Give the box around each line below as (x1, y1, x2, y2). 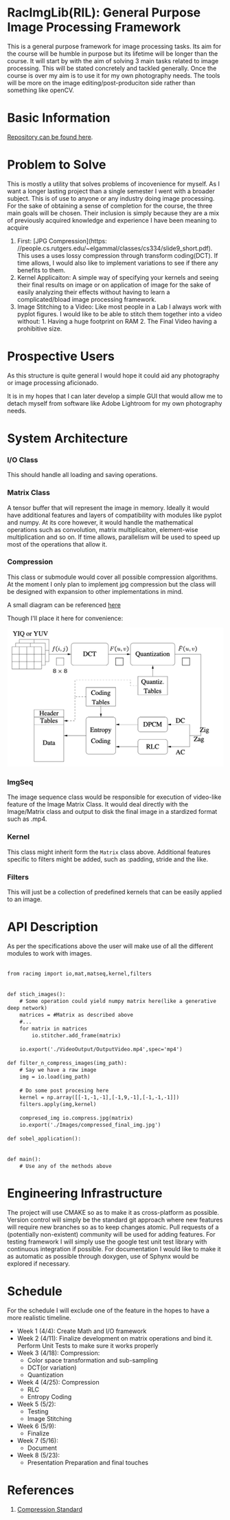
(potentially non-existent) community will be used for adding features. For (7, 1230, 216, 1238)
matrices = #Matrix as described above (19, 1012, 134, 1019)
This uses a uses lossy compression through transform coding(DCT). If (16, 251, 218, 259)
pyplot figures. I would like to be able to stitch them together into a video (16, 309, 222, 318)
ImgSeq (7, 778, 34, 787)
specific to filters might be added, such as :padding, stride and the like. (7, 855, 209, 863)
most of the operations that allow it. (7, 540, 108, 548)
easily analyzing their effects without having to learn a (16, 287, 170, 296)
